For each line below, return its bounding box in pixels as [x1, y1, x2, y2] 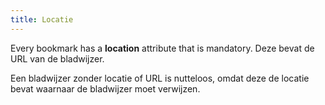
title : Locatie [10, 14, 74, 25]
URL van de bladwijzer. [10, 52, 105, 65]
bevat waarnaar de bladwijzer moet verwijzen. [10, 82, 201, 95]
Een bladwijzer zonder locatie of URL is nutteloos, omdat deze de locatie [10, 72, 310, 84]
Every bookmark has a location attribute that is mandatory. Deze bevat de [10, 42, 315, 54]
